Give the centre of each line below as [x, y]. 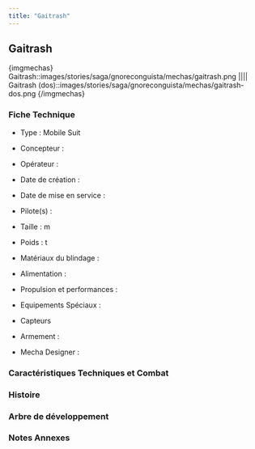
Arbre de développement [59, 416]
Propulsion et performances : [69, 289]
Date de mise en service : [62, 195]
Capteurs [36, 320]
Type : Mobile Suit [50, 132]
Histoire [24, 395]
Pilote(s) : [36, 210]
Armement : [40, 336]
